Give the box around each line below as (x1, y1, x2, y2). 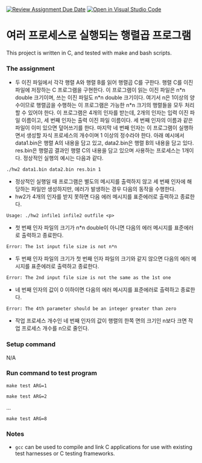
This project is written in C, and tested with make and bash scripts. (6, 49, 172, 56)
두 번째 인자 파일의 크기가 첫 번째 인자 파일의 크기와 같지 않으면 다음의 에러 (14, 255, 191, 263)
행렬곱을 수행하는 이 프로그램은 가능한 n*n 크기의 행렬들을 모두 (36, 102, 184, 109)
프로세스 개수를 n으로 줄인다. (21, 324, 89, 332)
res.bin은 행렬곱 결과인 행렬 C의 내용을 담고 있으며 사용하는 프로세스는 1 (14, 147, 185, 154)
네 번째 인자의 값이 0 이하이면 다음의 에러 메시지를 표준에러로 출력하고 (14, 286, 180, 294)
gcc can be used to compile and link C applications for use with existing (14, 444, 193, 451)
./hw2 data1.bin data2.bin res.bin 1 (6, 166, 101, 172)
